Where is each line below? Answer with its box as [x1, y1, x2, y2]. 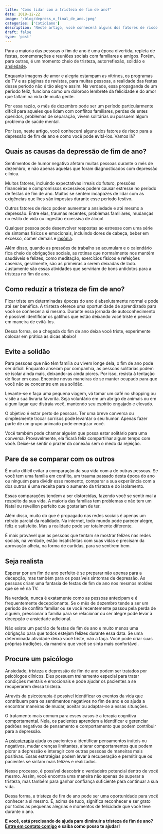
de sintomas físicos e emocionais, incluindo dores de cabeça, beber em [5, 230, 149, 236]
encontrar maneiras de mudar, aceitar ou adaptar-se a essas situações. [5, 703, 148, 709]
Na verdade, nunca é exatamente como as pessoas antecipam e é [5, 595, 138, 601]
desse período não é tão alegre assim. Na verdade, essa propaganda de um [5, 83, 157, 89]
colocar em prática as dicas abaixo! [5, 333, 76, 339]
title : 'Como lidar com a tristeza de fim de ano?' [5, 7, 112, 12]
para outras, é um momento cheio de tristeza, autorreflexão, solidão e [5, 58, 145, 64]
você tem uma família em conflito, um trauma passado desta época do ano [5, 473, 155, 479]
